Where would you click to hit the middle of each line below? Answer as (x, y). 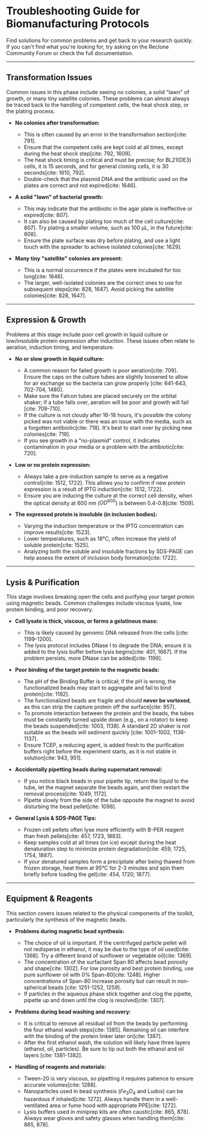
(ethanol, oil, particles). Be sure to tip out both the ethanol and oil (104, 1049)
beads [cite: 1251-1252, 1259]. (85, 987)
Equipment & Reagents (50, 899)
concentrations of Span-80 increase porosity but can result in (100, 981)
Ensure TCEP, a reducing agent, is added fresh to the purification (104, 745)
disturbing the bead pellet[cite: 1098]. (70, 807)
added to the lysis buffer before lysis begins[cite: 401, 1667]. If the (105, 652)
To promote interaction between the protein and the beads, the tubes (109, 713)
